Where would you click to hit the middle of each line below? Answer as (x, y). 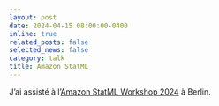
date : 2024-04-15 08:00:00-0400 (68, 26)
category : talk (37, 58)
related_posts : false (49, 42)
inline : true (33, 34)
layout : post (33, 17)
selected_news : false (49, 50)
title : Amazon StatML (49, 67)
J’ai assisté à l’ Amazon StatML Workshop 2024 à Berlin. (110, 91)
